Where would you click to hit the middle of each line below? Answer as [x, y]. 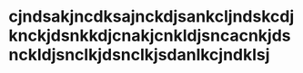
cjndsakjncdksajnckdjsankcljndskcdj [151, 17]
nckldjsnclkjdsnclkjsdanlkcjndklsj [139, 55]
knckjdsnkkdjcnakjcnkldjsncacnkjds [150, 36]
